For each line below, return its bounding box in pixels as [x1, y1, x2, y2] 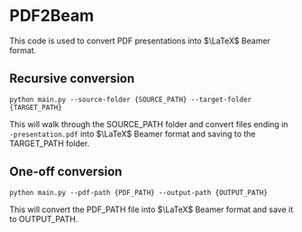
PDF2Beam [9, 5, 95, 26]
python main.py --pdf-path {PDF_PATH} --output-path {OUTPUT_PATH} [9, 188, 269, 197]
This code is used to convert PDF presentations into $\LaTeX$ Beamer [9, 35, 270, 46]
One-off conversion [9, 164, 123, 180]
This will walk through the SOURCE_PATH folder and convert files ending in [9, 118, 288, 129]
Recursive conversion [9, 71, 135, 87]
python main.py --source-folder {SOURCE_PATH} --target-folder [9, 95, 252, 104]
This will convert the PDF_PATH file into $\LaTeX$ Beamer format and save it [9, 204, 294, 215]
